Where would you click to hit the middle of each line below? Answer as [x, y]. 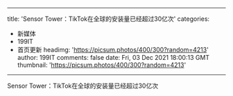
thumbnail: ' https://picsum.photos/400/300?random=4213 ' [102, 65]
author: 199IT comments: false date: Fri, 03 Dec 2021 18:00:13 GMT [113, 57]
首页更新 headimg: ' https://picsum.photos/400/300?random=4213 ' [113, 50]
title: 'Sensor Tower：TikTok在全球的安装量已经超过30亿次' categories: [109, 19]
